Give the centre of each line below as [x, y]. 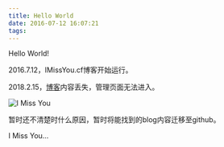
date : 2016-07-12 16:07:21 [54, 23]
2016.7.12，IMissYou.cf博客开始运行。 [71, 70]
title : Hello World [41, 16]
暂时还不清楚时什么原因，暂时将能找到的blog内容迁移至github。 [114, 120]
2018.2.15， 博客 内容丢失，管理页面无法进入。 [84, 87]
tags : [17, 31]
